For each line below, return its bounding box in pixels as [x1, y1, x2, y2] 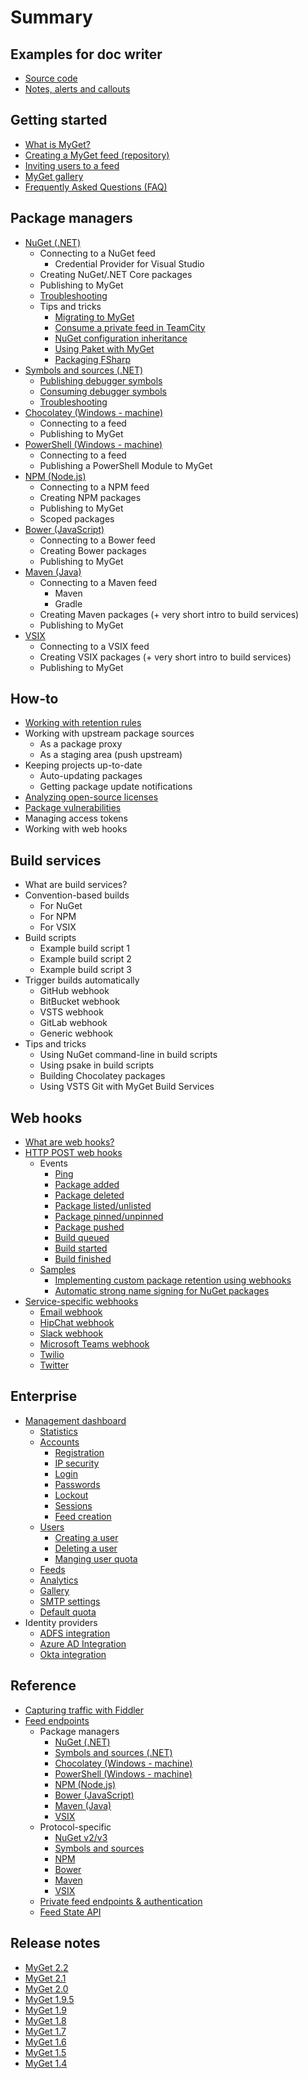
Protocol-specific [39, 1821, 112, 1833]
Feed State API [39, 1906, 102, 1918]
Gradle [54, 597, 83, 610]
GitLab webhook [39, 1017, 108, 1029]
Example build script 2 [39, 953, 132, 965]
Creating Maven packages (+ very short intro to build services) [39, 608, 300, 620]
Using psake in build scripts [39, 1059, 155, 1071]
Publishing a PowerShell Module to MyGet [39, 459, 213, 471]
